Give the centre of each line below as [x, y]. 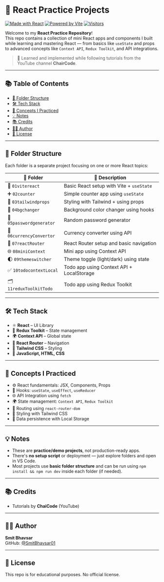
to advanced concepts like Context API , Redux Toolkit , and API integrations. [82, 48]
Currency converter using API [98, 233]
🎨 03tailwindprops [29, 201]
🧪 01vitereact [24, 186]
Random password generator [97, 220]
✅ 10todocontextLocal [33, 270]
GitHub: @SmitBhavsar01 [30, 543]
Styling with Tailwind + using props [104, 201]
